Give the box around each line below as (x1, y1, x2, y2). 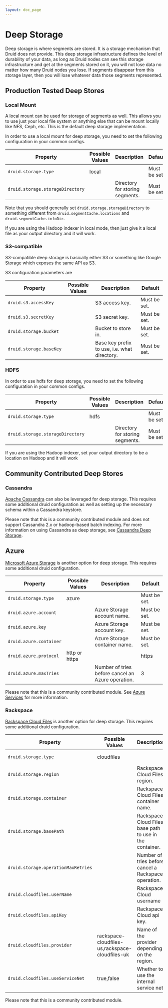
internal (136, 978, 155, 985)
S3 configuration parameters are (5, 269, 72, 275)
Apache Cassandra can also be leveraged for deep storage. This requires (5, 496, 156, 502)
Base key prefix (95, 339, 131, 346)
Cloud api (136, 911, 159, 918)
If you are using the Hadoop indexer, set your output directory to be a (5, 449, 148, 455)
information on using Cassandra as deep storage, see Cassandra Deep (5, 527, 151, 533)
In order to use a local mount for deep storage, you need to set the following (5, 133, 162, 139)
